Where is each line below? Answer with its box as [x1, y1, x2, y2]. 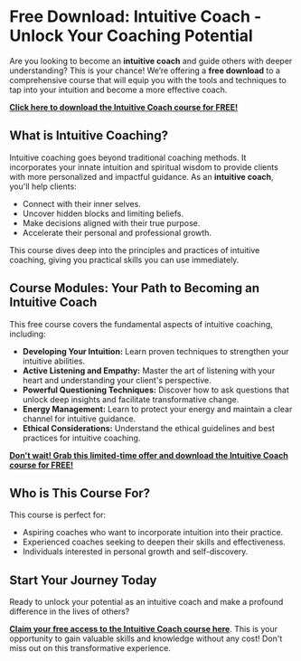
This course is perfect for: [9, 509, 107, 521]
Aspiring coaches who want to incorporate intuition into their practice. [22, 527, 284, 538]
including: [9, 328, 47, 339]
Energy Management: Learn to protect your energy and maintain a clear [22, 403, 293, 414]
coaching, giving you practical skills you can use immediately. [9, 254, 240, 265]
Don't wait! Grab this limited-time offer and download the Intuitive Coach [9, 449, 289, 460]
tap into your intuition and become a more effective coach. [9, 84, 228, 95]
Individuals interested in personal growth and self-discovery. [22, 546, 249, 557]
